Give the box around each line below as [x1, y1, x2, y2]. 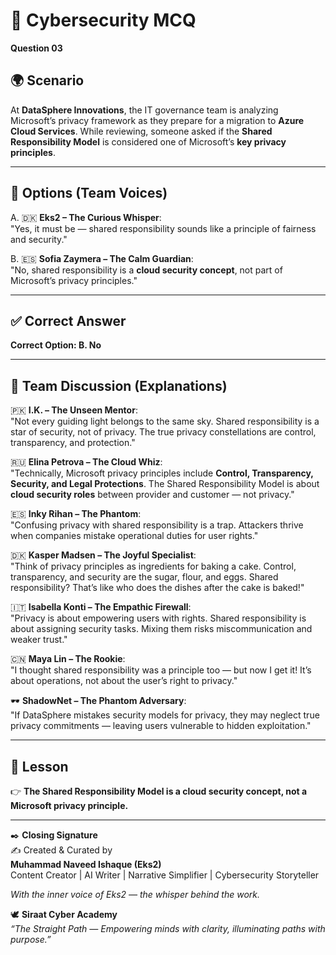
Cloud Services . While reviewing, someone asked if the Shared [10, 125, 273, 137]
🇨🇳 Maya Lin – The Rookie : [10, 653, 126, 665]
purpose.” [10, 934, 52, 945]
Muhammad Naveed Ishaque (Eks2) [10, 859, 162, 870]
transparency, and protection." [10, 437, 136, 449]
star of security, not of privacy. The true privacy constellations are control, [10, 426, 317, 438]
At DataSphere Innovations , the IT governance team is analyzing [10, 104, 279, 116]
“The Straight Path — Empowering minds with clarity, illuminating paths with [10, 923, 326, 934]
